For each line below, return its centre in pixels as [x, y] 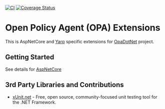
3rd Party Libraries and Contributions [64, 85]
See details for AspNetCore [33, 69]
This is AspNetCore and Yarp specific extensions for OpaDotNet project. [80, 41]
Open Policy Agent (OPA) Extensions [83, 28]
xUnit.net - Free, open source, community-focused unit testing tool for [85, 97]
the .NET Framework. [34, 102]
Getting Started [30, 57]
